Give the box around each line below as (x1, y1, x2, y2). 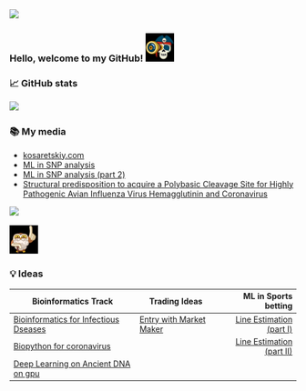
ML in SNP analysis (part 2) (22, 168, 126, 180)
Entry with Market (139, 314, 207, 325)
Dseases (13, 323, 46, 335)
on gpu (13, 368, 40, 379)
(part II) (264, 346, 293, 356)
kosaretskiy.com (22, 149, 85, 160)
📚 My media (9, 125, 66, 138)
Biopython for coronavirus (13, 341, 111, 352)
